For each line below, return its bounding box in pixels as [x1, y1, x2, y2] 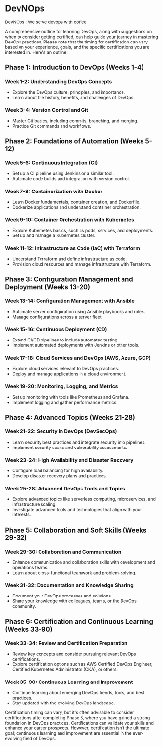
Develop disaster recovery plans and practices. [12, 473, 107, 479]
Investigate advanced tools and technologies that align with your [12, 507, 143, 512]
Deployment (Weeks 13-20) [5, 283, 91, 291]
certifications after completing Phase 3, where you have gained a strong [5, 715, 150, 721]
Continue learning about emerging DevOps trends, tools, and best [12, 690, 145, 696]
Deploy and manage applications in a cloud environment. [12, 371, 127, 377]
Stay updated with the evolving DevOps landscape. [12, 700, 115, 706]
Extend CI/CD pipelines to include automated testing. [12, 337, 119, 343]
